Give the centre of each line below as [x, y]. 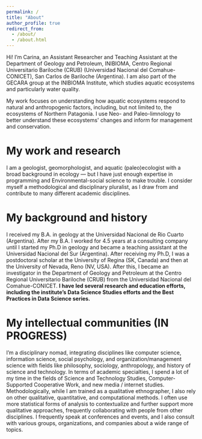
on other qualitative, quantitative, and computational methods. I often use [97, 397]
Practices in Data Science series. [48, 298]
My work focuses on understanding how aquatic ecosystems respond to [96, 101]
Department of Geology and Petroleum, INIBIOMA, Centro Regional [89, 63]
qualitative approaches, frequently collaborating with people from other [95, 410]
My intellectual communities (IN [87, 323]
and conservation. [29, 127]
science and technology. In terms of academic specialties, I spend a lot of [98, 371]
